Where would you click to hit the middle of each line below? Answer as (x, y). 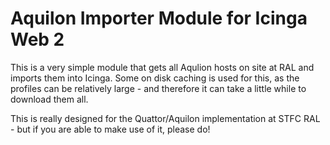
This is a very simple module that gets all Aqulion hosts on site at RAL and (162, 67)
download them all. (49, 99)
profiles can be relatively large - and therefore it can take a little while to (158, 88)
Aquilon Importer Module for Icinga (159, 18)
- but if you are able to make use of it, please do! (110, 129)
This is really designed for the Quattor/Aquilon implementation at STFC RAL (165, 118)
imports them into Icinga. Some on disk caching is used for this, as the (155, 78)
